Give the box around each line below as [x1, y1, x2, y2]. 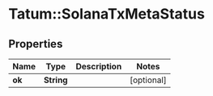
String [43, 74, 68, 86]
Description [75, 61, 122, 72]
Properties [8, 37, 63, 51]
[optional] [129, 74, 168, 86]
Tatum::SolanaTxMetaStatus [8, 5, 205, 23]
